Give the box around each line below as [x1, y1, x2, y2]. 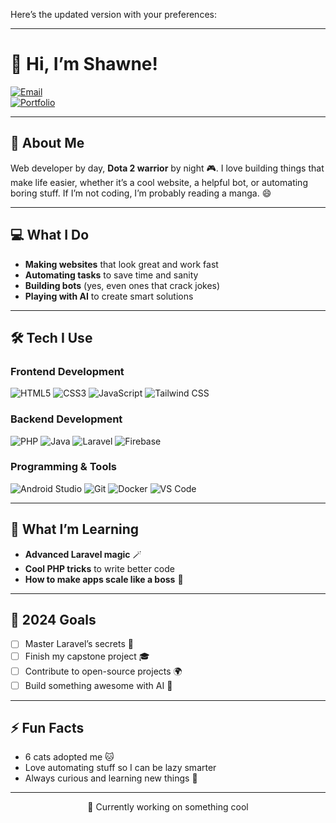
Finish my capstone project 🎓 [24, 650, 150, 662]
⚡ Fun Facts [10, 719, 85, 736]
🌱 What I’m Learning [10, 521, 140, 538]
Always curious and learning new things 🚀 [24, 772, 198, 784]
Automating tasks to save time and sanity [24, 269, 199, 281]
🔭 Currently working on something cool [87, 801, 249, 813]
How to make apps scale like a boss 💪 [24, 573, 184, 585]
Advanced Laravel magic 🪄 [24, 548, 142, 560]
